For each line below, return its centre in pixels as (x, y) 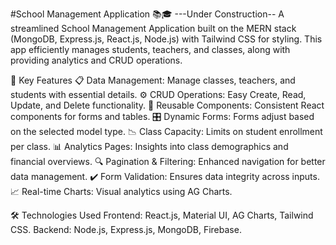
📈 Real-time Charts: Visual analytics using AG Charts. (121, 191)
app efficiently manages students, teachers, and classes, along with (150, 49)
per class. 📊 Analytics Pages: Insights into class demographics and (149, 146)
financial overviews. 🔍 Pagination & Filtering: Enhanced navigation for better (168, 161)
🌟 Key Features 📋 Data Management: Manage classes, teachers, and (153, 80)
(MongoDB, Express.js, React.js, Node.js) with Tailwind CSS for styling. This (166, 39)
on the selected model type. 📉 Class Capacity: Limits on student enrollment (166, 131)
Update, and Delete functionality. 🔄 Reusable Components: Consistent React (167, 105)
